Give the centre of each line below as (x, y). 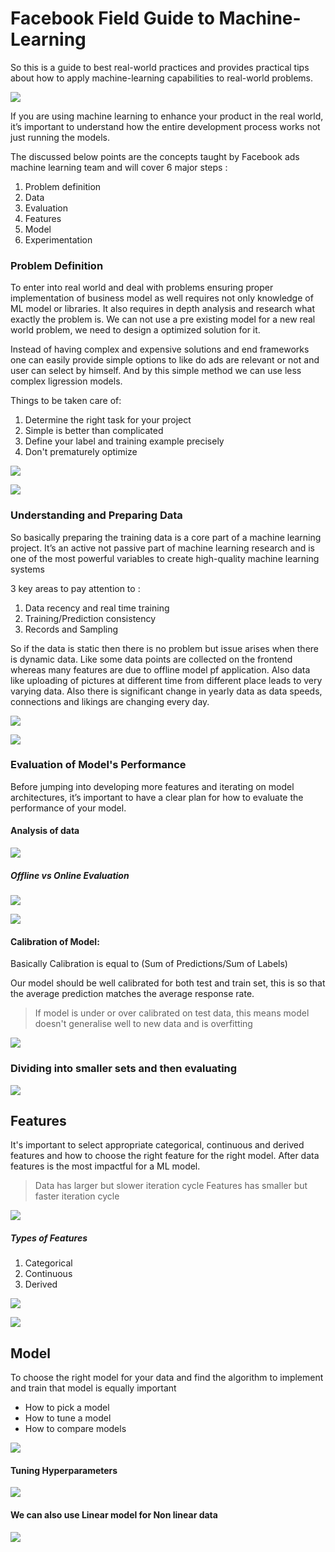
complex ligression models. (66, 381)
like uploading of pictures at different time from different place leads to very (166, 680)
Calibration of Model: (55, 941)
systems (27, 569)
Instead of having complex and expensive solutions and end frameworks (160, 349)
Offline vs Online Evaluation (70, 875)
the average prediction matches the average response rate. (132, 994)
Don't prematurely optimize (81, 452)
